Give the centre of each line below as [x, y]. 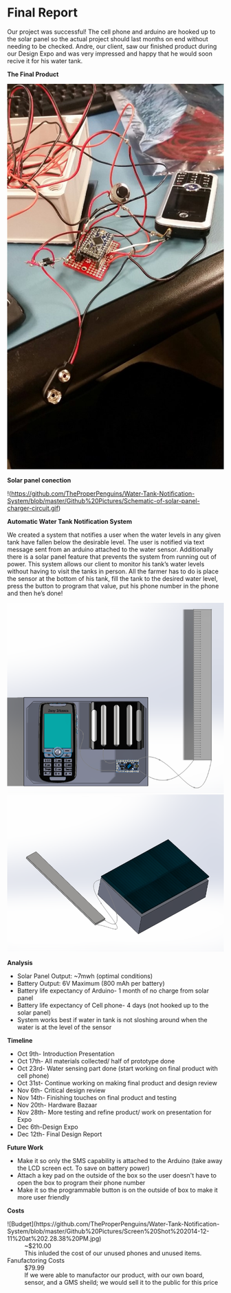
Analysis [20, 963]
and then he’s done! [35, 593]
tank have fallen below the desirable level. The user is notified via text [106, 542]
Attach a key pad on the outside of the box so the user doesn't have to [117, 1175]
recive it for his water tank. [45, 60]
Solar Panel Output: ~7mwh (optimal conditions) [85, 976]
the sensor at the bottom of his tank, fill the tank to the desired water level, [112, 579]
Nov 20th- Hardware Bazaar [57, 1105]
